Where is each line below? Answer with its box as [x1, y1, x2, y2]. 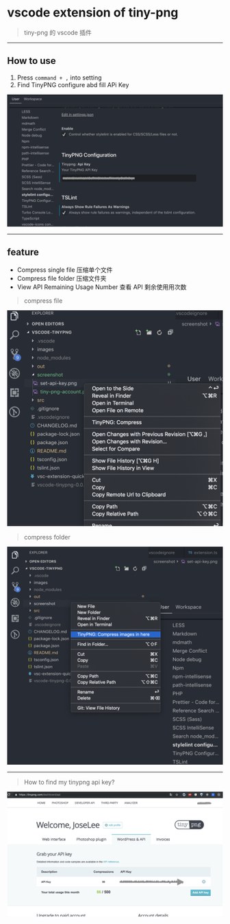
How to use [7, 55, 56, 67]
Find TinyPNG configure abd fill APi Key [16, 80, 129, 89]
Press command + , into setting [16, 73, 102, 82]
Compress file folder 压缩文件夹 [16, 274, 107, 282]
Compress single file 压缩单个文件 [16, 266, 113, 274]
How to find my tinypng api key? [23, 778, 115, 786]
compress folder [23, 533, 71, 541]
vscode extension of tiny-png [7, 5, 179, 21]
